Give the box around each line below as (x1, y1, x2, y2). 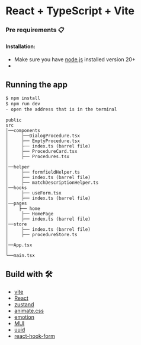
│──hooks (5, 184, 27, 191)
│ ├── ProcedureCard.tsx (5, 148, 78, 154)
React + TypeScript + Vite (5, 4, 134, 18)
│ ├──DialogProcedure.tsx (5, 133, 81, 139)
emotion (14, 313, 35, 321)
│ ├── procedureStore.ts (5, 231, 78, 237)
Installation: (5, 43, 36, 50)
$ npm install (5, 95, 41, 102)
